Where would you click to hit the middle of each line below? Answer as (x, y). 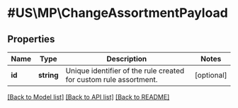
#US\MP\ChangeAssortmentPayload (118, 13)
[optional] (211, 75)
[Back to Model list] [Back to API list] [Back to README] (89, 97)
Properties (31, 39)
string (48, 75)
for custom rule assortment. (112, 79)
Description (127, 59)
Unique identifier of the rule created (125, 71)
